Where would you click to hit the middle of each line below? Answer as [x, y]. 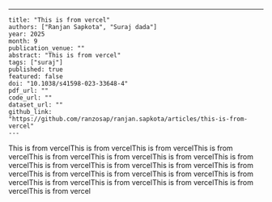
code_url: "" [30, 98]
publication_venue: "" [47, 48]
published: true [36, 69]
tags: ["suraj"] [36, 62]
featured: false [36, 77]
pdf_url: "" [28, 90]
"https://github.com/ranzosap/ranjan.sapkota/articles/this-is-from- [128, 119]
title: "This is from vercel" [59, 20]
